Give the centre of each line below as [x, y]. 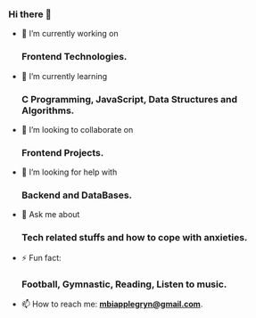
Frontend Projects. [62, 152]
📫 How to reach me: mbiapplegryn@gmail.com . [112, 304]
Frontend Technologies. [74, 57]
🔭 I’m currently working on [70, 34]
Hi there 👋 [30, 14]
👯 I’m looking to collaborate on [77, 129]
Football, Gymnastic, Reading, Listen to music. [124, 284]
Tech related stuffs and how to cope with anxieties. [134, 238]
